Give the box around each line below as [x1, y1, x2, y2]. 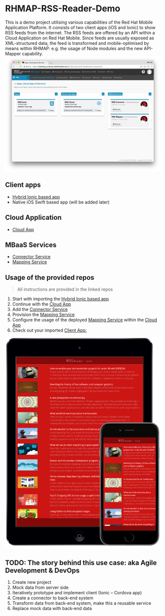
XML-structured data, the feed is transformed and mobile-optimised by [5, 40, 149, 46]
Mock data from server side [12, 584, 69, 590]
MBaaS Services [5, 241, 57, 249]
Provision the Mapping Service [12, 311, 75, 318]
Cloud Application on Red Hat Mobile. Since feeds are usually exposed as [5, 35, 154, 41]
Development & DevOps [5, 566, 80, 575]
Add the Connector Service [12, 307, 68, 312]
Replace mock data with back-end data [12, 606, 92, 612]
